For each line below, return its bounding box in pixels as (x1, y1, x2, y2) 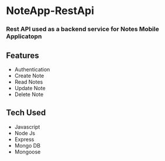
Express (14, 136, 35, 143)
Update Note (14, 84, 46, 91)
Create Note (14, 72, 44, 79)
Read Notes (14, 78, 43, 85)
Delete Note (14, 91, 44, 98)
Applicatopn (6, 32, 42, 40)
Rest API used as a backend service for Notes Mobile (6, 25, 159, 33)
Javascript (14, 123, 40, 130)
